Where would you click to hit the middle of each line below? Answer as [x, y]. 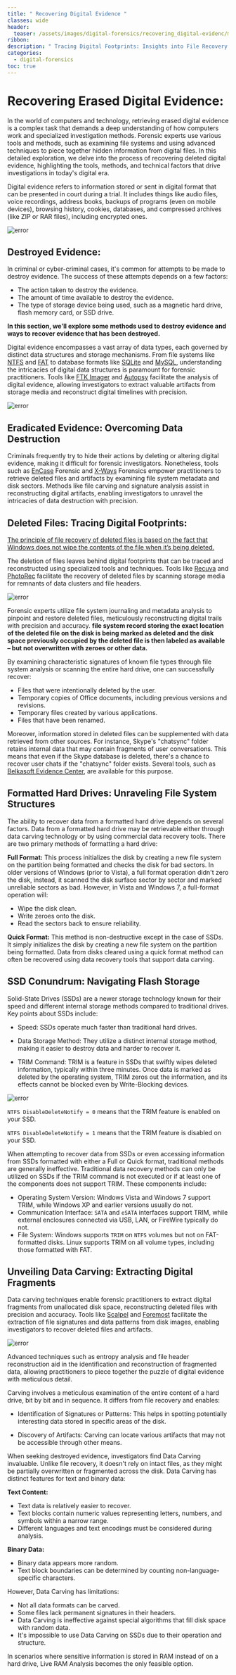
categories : [25, 53]
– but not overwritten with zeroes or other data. [78, 648]
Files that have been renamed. [61, 720]
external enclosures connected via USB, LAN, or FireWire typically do [118, 1220]
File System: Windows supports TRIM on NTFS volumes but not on [111, 1234]
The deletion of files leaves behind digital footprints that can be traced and [115, 561]
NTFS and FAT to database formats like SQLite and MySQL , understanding [115, 362]
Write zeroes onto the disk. [57, 916]
